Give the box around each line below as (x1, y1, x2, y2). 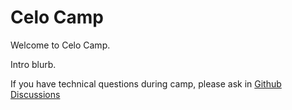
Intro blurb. (10, 58, 57, 70)
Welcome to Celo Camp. (10, 39, 111, 51)
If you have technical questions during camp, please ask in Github (10, 77, 282, 90)
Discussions (10, 88, 61, 100)
